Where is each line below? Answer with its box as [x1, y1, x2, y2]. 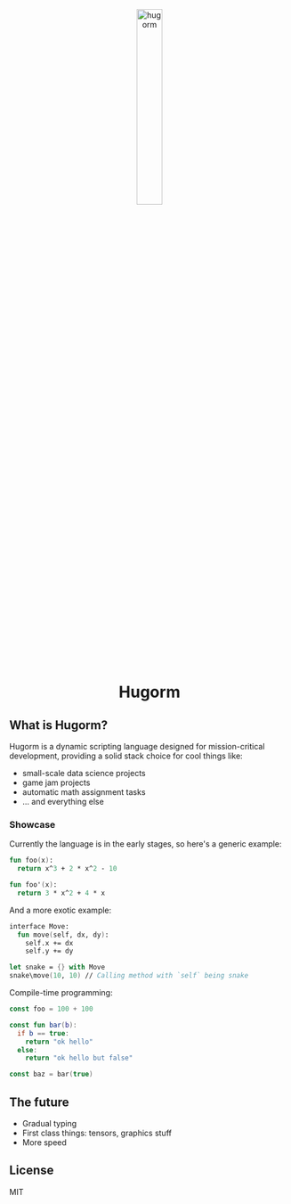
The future [9, 1094, 69, 1110]
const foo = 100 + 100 [9, 1004, 93, 1014]
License [9, 1163, 54, 1178]
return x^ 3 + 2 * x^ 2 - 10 [17, 864, 117, 873]
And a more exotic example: [9, 905, 112, 915]
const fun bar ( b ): [9, 1020, 77, 1029]
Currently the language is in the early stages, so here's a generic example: [9, 839, 282, 849]
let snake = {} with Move [9, 962, 105, 972]
